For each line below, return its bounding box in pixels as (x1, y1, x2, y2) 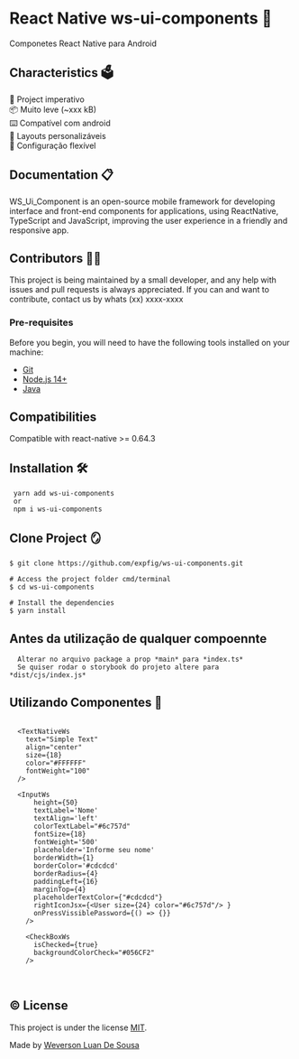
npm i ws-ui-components (13, 505, 103, 514)
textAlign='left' (32, 813, 99, 822)
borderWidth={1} (32, 853, 95, 862)
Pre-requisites (9, 316, 74, 329)
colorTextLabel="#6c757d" (32, 822, 131, 831)
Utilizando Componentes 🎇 (9, 695, 163, 711)
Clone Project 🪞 (9, 530, 102, 545)
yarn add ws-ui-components (13, 489, 115, 498)
